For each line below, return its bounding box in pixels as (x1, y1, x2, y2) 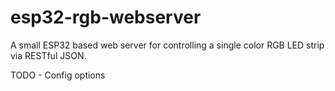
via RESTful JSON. (10, 49, 87, 61)
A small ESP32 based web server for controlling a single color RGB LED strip (10, 39, 325, 51)
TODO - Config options (10, 69, 106, 81)
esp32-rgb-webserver (10, 6, 202, 29)
